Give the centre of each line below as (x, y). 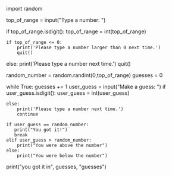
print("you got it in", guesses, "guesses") (57, 167)
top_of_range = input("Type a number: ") (56, 20)
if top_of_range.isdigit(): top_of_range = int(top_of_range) (76, 31)
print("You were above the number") (62, 145)
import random (24, 9)
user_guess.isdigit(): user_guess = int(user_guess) (68, 93)
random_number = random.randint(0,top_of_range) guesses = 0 (85, 75)
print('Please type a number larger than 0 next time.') (89, 47)
